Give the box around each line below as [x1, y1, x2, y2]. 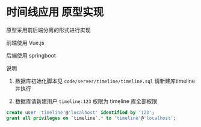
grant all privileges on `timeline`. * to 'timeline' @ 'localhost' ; [6, 115, 176, 121]
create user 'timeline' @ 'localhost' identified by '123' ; [6, 109, 155, 116]
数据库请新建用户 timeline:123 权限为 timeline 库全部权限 [14, 97, 158, 105]
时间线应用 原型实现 [6, 5, 104, 19]
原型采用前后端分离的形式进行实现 [6, 26, 91, 34]
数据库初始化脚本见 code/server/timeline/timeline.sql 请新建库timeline [14, 77, 196, 84]
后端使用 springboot [6, 52, 56, 59]
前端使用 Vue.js [6, 39, 45, 46]
